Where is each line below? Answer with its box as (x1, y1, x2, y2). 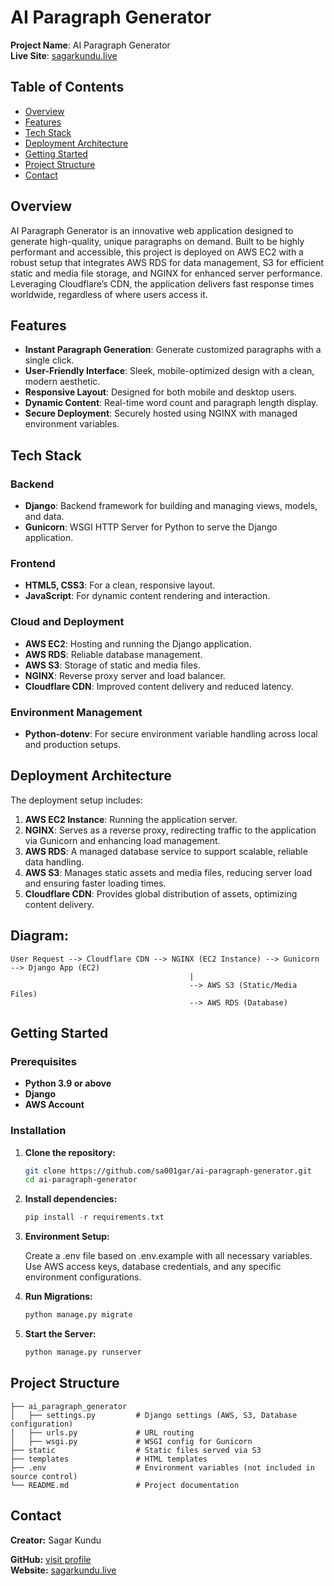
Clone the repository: (24, 1146, 116, 1158)
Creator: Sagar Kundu (10, 1534, 102, 1546)
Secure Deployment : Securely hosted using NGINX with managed (24, 407, 298, 420)
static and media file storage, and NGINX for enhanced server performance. (10, 267, 323, 279)
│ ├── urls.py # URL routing (10, 1427, 195, 1438)
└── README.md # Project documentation (10, 1480, 240, 1490)
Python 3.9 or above (24, 1077, 112, 1090)
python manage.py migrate (24, 1310, 133, 1320)
